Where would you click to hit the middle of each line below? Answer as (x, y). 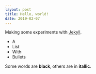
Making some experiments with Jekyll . (43, 32)
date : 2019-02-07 (23, 18)
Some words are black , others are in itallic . (48, 66)
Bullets (19, 57)
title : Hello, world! (27, 14)
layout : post (18, 9)
